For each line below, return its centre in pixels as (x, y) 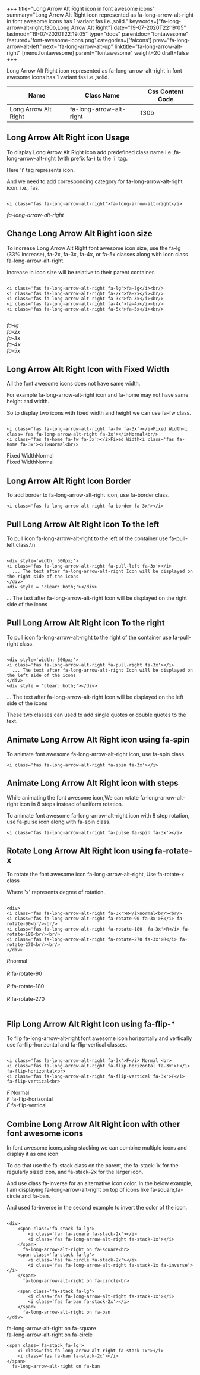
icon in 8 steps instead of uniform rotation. (71, 804)
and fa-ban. (36, 1196)
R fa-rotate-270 (26, 999)
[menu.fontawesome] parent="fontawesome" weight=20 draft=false (105, 53)
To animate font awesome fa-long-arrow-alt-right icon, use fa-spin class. (96, 754)
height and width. (28, 402)
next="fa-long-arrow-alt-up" (78, 46)
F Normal (18, 1093)
